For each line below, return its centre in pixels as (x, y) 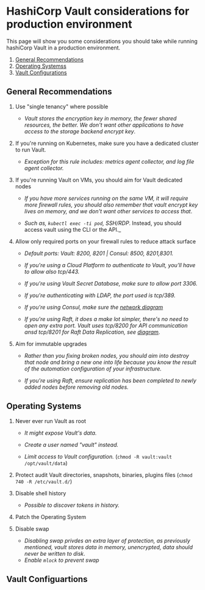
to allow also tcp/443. (52, 271)
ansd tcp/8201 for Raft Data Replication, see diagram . (92, 332)
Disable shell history (41, 493)
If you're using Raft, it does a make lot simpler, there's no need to (106, 319)
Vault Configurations (41, 72)
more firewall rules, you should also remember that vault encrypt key (111, 205)
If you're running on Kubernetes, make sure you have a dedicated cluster (107, 143)
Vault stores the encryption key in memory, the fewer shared (100, 118)
